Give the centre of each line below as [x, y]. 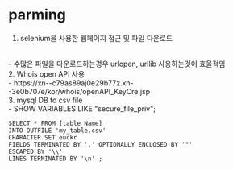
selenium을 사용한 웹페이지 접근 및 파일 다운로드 [96, 38]
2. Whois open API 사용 [47, 73]
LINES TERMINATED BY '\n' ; [56, 159]
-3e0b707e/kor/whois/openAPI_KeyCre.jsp [79, 91]
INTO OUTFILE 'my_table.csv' [57, 131]
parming [37, 15]
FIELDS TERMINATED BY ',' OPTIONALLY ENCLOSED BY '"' [101, 144]
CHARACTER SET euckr [43, 137]
